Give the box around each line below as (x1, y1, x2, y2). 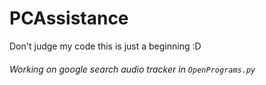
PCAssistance (9, 7, 129, 30)
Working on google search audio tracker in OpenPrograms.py (9, 63, 256, 75)
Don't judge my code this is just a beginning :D (9, 40, 202, 52)
